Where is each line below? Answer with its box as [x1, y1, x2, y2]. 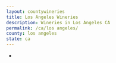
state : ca [6, 36, 31, 42]
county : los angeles [6, 31, 58, 37]
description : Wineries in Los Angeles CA [6, 19, 111, 25]
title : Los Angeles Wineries [6, 14, 79, 20]
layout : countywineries [6, 8, 65, 15]
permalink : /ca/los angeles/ [6, 25, 79, 31]
